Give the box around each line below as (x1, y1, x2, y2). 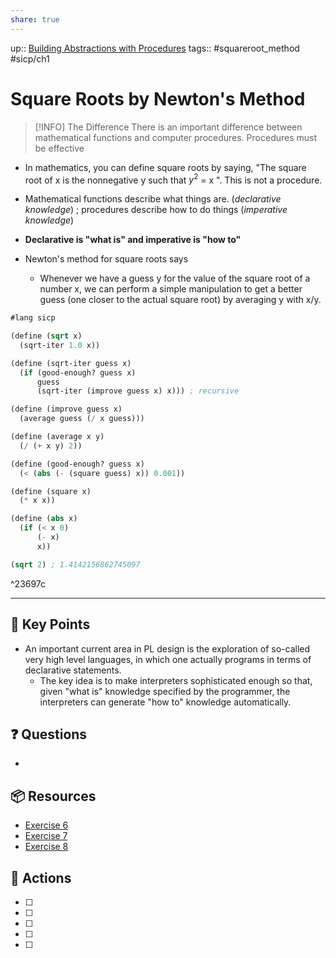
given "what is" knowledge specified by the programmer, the (39, 685, 291, 697)
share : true (10, 14, 60, 25)
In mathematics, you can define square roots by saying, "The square (24, 161, 307, 173)
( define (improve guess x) (10, 404, 123, 415)
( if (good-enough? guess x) (19, 367, 137, 378)
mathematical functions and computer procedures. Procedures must (34, 131, 318, 143)
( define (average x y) (10, 432, 105, 442)
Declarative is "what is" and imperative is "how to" (24, 234, 242, 246)
